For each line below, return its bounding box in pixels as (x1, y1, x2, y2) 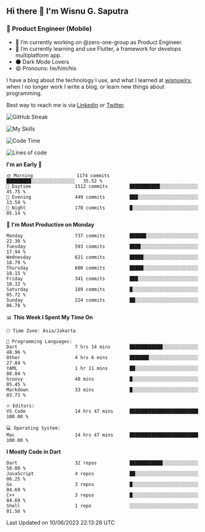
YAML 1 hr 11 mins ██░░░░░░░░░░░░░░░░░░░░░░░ (6, 365, 199, 371)
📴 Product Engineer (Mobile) (6, 25, 92, 33)
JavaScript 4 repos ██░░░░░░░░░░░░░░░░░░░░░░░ (6, 470, 199, 477)
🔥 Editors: (6, 403, 35, 409)
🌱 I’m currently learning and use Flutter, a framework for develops (15, 45, 182, 52)
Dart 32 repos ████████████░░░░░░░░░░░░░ (6, 460, 199, 466)
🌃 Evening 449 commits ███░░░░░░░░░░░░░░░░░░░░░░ (6, 194, 199, 200)
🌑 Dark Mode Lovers (15, 58, 69, 65)
